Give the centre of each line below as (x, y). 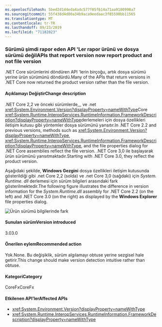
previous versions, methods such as (41, 130)
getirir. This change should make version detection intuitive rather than (75, 260)
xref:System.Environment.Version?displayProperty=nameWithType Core (76, 109)
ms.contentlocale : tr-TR (30, 23)
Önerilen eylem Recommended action (43, 244)
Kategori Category (24, 276)
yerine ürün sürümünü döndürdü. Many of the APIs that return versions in (78, 77)
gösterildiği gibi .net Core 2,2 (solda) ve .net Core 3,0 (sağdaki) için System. (81, 176)
